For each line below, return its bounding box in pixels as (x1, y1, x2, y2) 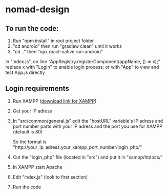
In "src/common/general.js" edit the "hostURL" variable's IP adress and (12, 118, 163, 124)
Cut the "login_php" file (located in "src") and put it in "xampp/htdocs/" (12, 154, 163, 160)
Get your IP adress (12, 108, 52, 114)
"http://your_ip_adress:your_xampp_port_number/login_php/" (12, 144, 142, 150)
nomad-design (5, 4, 70, 15)
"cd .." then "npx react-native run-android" (12, 49, 103, 54)
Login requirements (5, 84, 69, 93)
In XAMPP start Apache (12, 164, 63, 170)
